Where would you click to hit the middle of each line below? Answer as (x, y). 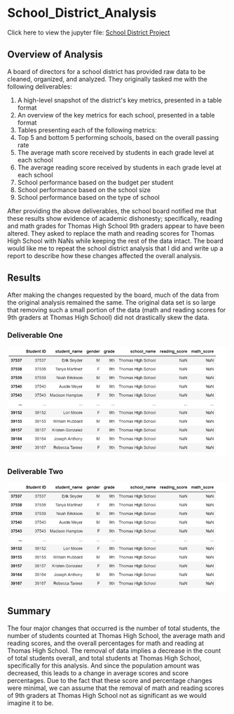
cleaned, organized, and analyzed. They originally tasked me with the (108, 79)
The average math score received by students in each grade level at (116, 152)
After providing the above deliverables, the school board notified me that (112, 211)
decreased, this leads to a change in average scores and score (98, 672)
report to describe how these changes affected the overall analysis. (105, 255)
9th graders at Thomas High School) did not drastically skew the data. (108, 317)
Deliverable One (35, 336)
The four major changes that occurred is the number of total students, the (114, 628)
